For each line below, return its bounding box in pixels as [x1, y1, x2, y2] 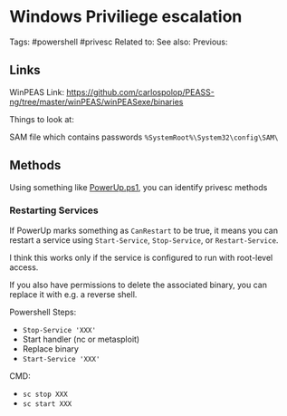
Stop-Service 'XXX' [22, 325, 97, 334]
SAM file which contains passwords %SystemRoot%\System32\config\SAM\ [9, 131, 279, 142]
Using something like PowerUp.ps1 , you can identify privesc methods [9, 181, 268, 192]
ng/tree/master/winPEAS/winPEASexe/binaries [9, 96, 184, 107]
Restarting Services [9, 204, 99, 217]
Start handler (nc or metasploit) [22, 334, 140, 344]
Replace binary [22, 343, 80, 354]
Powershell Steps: [9, 306, 77, 317]
